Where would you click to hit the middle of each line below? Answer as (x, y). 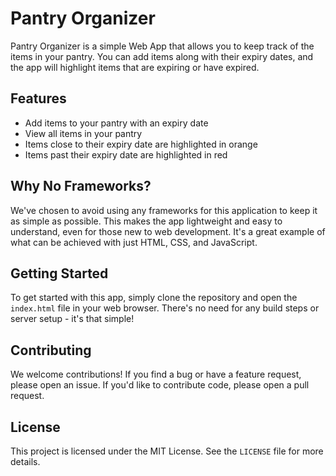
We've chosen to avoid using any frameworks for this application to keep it (164, 210)
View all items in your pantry (83, 133)
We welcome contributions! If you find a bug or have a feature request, (156, 374)
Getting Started (59, 273)
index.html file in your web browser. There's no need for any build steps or (165, 308)
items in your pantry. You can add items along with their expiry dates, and (162, 56)
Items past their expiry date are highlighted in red (126, 154)
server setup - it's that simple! (72, 319)
